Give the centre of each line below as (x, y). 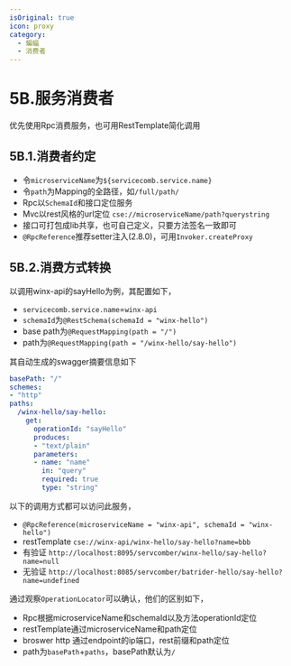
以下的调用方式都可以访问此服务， (73, 505)
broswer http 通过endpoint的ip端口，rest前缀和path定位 (126, 640)
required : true (70, 479)
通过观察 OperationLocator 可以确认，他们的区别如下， (109, 598)
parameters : (55, 454)
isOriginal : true (42, 18)
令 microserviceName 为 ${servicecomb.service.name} (117, 180)
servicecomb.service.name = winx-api (90, 309)
